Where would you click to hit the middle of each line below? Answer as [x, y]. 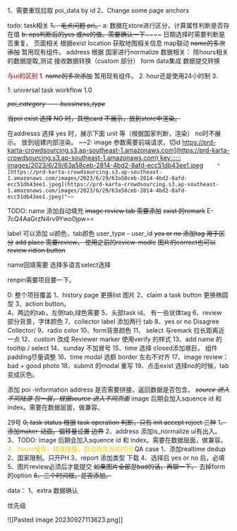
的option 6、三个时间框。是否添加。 [60, 475]
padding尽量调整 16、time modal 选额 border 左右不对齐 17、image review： [118, 357]
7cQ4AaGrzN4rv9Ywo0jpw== [51, 219]
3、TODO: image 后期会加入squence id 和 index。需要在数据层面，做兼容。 [117, 440]
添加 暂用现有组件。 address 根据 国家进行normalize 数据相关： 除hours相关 [118, 52]
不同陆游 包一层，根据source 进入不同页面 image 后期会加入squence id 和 [115, 398]
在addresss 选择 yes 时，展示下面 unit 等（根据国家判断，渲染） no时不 [111, 133]
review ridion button [36, 250]
